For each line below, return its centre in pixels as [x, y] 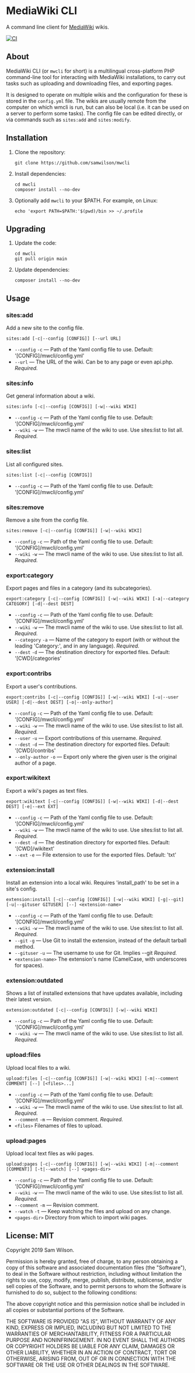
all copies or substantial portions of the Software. [65, 1310]
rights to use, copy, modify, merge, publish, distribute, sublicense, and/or [94, 1280]
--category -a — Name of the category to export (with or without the [97, 640]
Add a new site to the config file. [45, 328]
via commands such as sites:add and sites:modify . [69, 119]
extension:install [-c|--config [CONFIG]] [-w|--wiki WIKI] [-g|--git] [95, 900]
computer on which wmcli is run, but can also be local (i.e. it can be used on [97, 107]
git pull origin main [41, 259]
